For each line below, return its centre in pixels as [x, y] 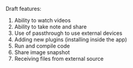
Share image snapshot [42, 52]
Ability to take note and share [51, 27]
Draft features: [23, 9]
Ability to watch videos [43, 20]
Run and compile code [42, 46]
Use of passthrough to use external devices [68, 33]
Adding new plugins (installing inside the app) [70, 39]
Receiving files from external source [59, 59]
